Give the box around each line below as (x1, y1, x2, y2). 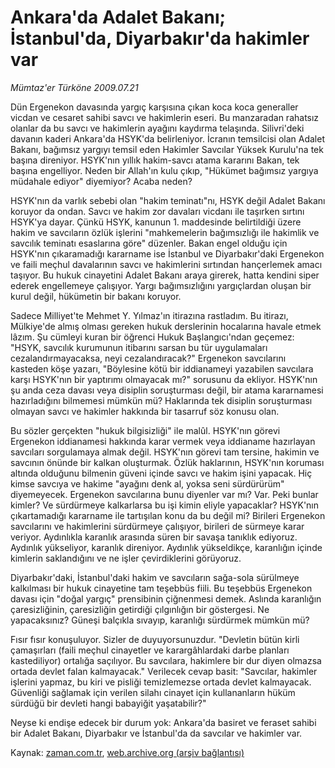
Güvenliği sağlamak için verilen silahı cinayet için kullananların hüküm (10, 686, 296, 698)
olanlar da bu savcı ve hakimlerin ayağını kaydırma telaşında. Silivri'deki (10, 122, 305, 134)
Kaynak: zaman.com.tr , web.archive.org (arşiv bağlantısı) (10, 746, 245, 758)
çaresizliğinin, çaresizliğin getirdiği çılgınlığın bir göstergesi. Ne (10, 603, 270, 615)
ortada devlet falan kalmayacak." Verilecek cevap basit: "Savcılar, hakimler (10, 665, 318, 677)
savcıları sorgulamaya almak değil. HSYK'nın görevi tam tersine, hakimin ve (10, 446, 320, 458)
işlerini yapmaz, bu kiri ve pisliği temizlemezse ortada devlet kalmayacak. (10, 676, 312, 688)
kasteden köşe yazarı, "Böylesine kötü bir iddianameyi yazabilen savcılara (10, 362, 314, 375)
